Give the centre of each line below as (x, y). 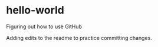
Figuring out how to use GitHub (44, 26)
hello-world (35, 10)
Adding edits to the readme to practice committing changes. (79, 38)
